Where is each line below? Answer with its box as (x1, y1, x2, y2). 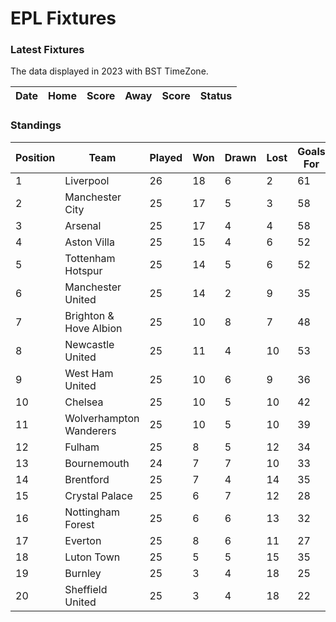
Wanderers (64, 423, 117, 437)
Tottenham (64, 251, 116, 265)
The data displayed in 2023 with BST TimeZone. (10, 65, 209, 77)
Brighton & (64, 308, 115, 322)
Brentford (64, 472, 110, 486)
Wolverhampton (64, 411, 140, 425)
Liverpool (64, 173, 110, 187)
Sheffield (64, 582, 108, 596)
